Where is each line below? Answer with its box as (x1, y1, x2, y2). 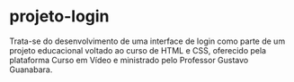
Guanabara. (9, 64, 53, 75)
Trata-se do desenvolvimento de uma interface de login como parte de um (9, 36, 286, 46)
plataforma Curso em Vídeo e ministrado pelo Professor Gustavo (9, 54, 249, 65)
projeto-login (9, 6, 110, 27)
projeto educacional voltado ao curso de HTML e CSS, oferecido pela (9, 45, 267, 55)
